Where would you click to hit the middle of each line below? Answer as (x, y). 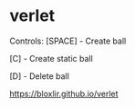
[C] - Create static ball (51, 58)
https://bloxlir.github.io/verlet (64, 93)
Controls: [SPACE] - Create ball (68, 41)
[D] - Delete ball (40, 76)
